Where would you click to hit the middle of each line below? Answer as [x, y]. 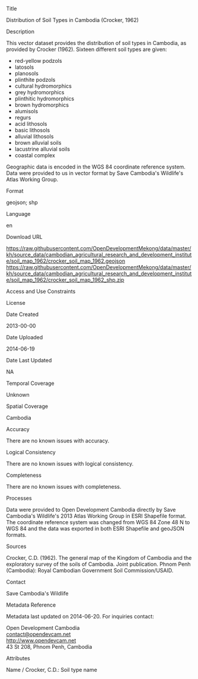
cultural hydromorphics [43, 86]
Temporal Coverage [30, 383]
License [16, 303]
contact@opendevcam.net [39, 634]
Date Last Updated [29, 360]
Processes [19, 498]
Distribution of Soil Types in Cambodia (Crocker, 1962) [73, 20]
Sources [16, 546]
